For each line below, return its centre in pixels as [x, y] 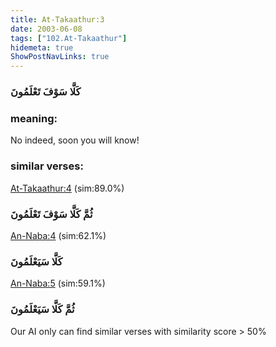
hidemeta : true [42, 47]
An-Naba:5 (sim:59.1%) [58, 283]
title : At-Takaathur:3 [57, 19]
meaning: [34, 118]
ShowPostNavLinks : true [60, 57]
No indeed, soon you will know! [75, 140]
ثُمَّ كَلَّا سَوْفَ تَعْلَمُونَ [51, 214]
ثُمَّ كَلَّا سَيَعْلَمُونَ [42, 309]
